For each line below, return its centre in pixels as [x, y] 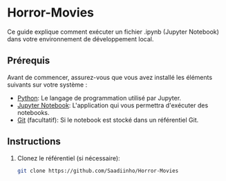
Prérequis [29, 61]
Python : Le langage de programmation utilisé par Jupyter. [99, 98]
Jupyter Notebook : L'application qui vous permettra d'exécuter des [113, 105]
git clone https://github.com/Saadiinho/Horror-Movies [98, 171]
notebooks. [33, 112]
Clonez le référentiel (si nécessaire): [68, 158]
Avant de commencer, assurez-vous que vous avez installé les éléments [110, 77]
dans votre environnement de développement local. [81, 39]
